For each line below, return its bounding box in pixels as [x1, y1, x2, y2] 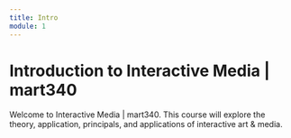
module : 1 [9, 22, 47, 31]
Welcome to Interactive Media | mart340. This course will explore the [9, 109, 266, 120]
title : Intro [9, 13, 59, 23]
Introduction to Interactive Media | [9, 60, 270, 81]
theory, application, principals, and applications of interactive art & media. [9, 119, 283, 130]
